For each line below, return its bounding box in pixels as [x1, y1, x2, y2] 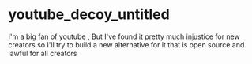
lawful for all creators [8, 48, 77, 58]
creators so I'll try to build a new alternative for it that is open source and [8, 40, 245, 49]
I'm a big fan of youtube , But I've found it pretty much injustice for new [8, 32, 241, 41]
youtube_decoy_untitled [8, 6, 170, 24]
